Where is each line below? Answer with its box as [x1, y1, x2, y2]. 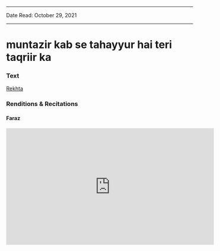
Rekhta [6, 85, 24, 92]
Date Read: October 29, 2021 [6, 12, 77, 18]
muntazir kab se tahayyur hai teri [6, 38, 173, 52]
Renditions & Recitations [6, 100, 78, 108]
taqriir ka [6, 51, 52, 64]
